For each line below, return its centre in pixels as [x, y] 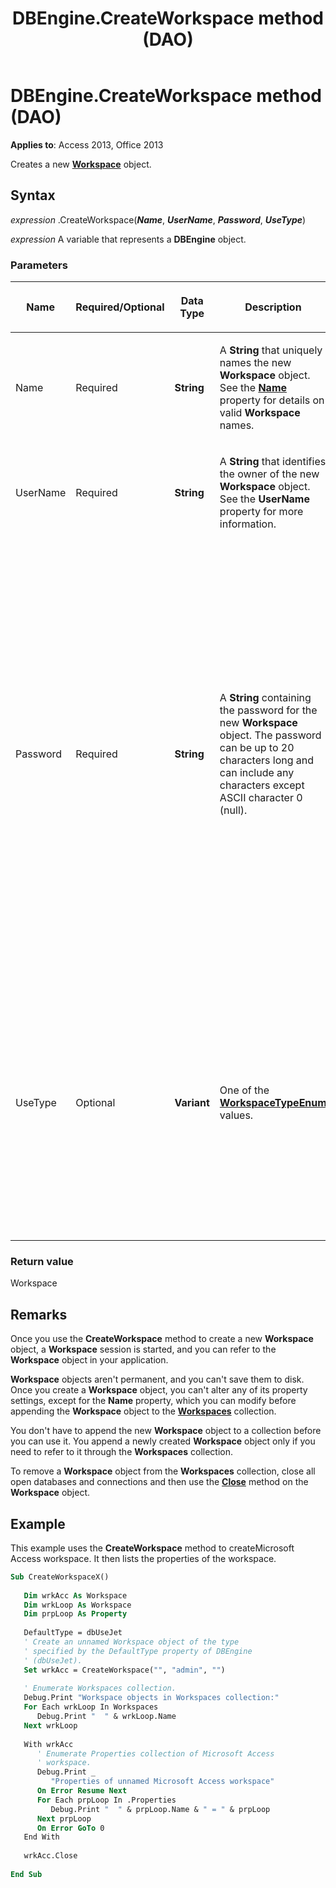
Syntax [33, 195]
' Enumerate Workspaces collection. [100, 1688]
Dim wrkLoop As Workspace [77, 1605]
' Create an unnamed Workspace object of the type [131, 1642]
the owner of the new [269, 474]
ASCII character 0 [261, 798]
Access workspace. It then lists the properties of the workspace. [143, 1558]
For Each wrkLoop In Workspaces [91, 1707]
